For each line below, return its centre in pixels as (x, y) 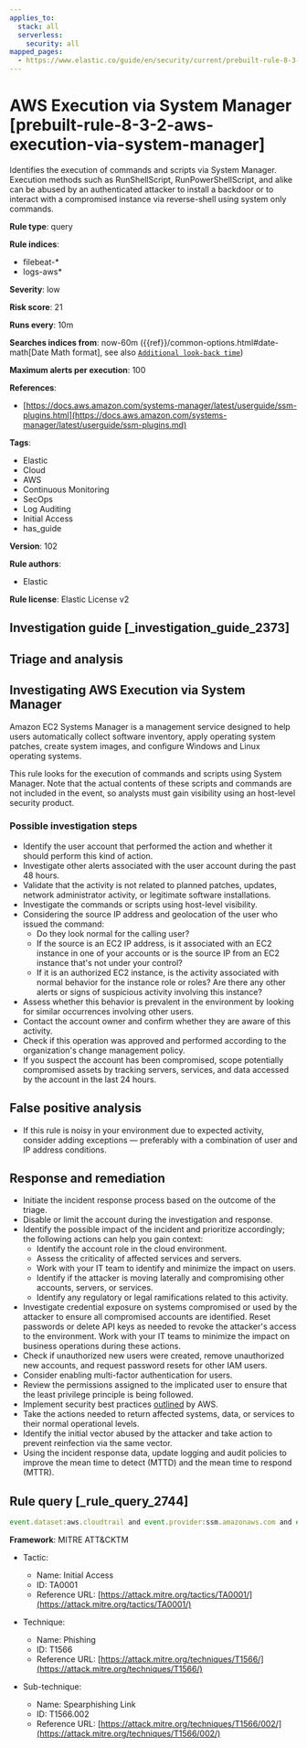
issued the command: (64, 924)
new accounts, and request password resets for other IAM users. (145, 1366)
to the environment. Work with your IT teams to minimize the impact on (156, 1336)
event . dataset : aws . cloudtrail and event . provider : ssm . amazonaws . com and (151, 1523)
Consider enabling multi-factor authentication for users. (127, 1375)
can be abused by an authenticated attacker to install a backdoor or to (142, 189)
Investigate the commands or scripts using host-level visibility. (140, 904)
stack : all (38, 27)
